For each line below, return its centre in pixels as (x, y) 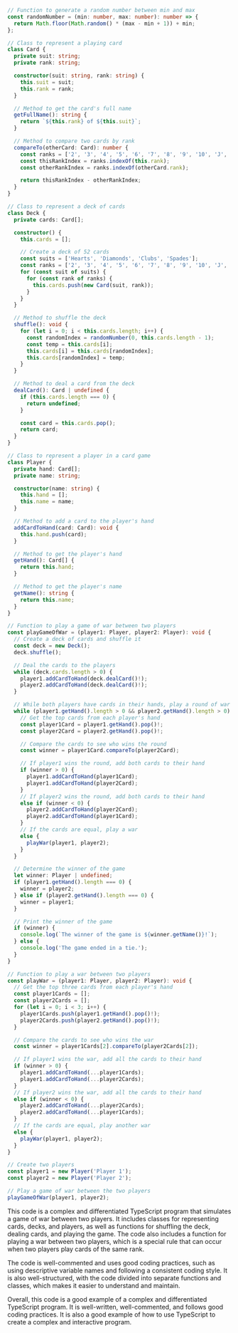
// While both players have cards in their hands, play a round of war (122, 705)
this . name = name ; (47, 502)
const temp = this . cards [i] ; (69, 344)
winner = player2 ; (47, 889)
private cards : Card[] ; (49, 220)
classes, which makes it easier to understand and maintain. (94, 1285)
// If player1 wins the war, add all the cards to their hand (108, 1060)
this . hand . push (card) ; (54, 534)
